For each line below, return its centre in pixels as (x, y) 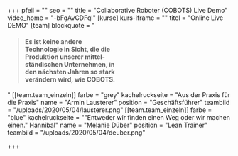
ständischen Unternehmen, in (70, 64)
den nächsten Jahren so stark (70, 72)
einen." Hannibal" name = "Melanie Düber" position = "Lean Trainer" (108, 125)
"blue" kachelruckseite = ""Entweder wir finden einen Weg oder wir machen (119, 118)
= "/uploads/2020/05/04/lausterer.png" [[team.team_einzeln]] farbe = (110, 110)
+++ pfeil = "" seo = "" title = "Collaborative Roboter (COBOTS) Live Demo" (118, 10)
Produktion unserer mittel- (65, 57)
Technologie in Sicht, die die (67, 49)
